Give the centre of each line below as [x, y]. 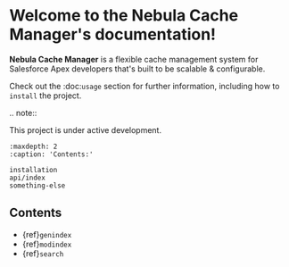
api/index [28, 178]
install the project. [45, 96]
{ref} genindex [47, 234]
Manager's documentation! [113, 34]
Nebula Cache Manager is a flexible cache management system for [134, 59]
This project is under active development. [86, 129]
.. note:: [23, 113]
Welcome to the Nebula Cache [124, 16]
